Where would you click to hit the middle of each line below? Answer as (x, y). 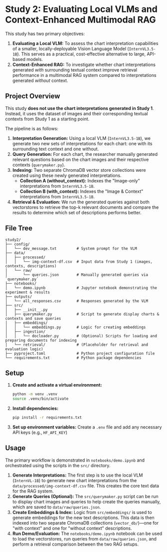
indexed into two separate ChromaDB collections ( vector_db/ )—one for (85, 523)
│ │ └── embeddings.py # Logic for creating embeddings (76, 327)
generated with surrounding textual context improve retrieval (75, 70)
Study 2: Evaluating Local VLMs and (82, 9)
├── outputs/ (19, 296)
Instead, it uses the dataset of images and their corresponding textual (77, 113)
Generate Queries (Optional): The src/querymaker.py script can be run (85, 496)
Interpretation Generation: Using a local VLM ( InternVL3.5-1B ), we (82, 138)
